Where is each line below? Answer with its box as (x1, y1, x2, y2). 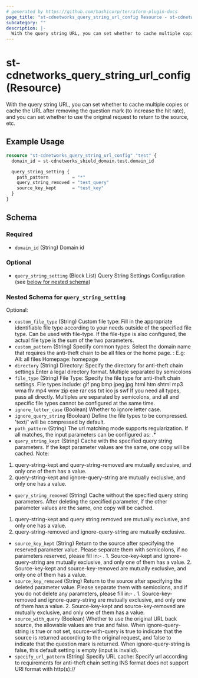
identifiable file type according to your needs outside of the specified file (14, 324, 192, 331)
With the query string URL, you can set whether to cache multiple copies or (6, 101, 189, 108)
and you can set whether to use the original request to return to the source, (6, 114, 189, 121)
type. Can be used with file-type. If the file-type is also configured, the (14, 331, 187, 338)
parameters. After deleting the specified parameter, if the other (14, 498, 168, 505)
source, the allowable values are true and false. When (14, 622, 146, 629)
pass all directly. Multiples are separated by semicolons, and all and (14, 393, 179, 401)
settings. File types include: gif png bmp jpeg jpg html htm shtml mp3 (14, 381, 183, 388)
